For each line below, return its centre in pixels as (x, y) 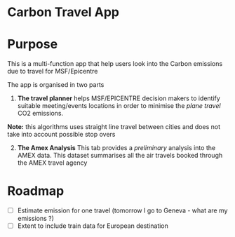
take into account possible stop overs (61, 135)
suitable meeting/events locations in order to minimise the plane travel (119, 106)
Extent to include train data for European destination (93, 226)
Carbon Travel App (63, 12)
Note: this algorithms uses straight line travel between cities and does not (114, 127)
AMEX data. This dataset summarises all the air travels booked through (120, 156)
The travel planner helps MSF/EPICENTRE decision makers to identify (119, 98)
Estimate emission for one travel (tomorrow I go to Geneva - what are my (122, 210)
